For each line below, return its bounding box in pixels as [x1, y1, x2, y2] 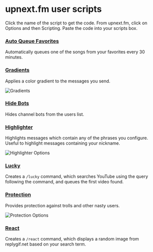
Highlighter [5, 123, 33, 130]
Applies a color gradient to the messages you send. [5, 78, 111, 84]
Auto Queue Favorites [5, 37, 59, 44]
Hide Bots [5, 100, 29, 107]
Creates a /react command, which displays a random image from [5, 236, 139, 242]
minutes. [5, 54, 23, 60]
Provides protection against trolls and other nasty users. [5, 202, 120, 208]
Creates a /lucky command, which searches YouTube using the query [5, 173, 148, 179]
